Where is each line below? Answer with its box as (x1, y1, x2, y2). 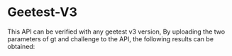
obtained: (7, 42, 35, 50)
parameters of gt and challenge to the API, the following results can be (7, 34, 214, 43)
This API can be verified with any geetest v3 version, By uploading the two (7, 27, 226, 36)
